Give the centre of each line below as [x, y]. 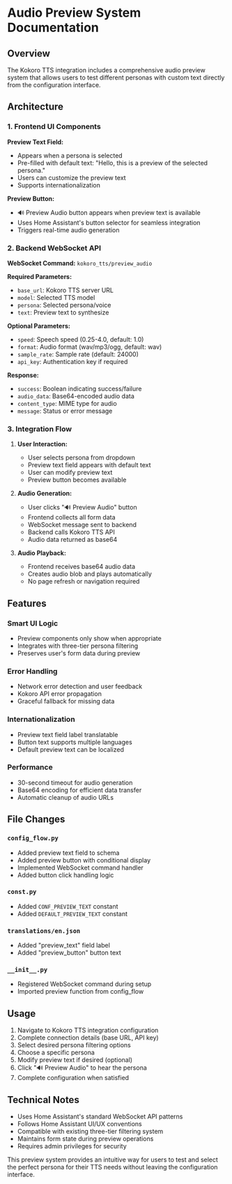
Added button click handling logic [65, 875]
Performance [30, 767]
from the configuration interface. [54, 85]
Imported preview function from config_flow [80, 992]
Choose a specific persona [56, 1053]
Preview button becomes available [77, 480]
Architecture [36, 107]
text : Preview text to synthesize [63, 312]
